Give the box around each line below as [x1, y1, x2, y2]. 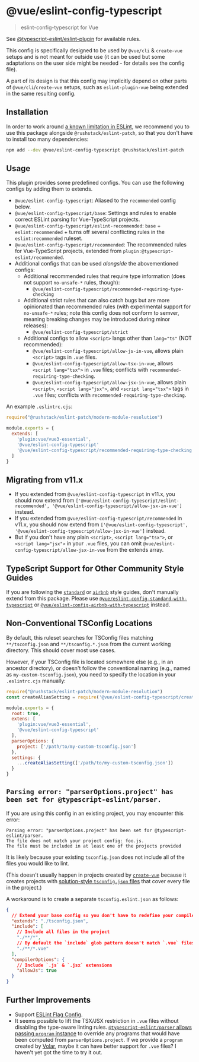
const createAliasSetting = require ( [6, 694, 99, 700]
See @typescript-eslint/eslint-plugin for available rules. [6, 35, 141, 42]
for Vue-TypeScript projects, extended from [14, 248, 122, 255]
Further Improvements [6, 995, 91, 1005]
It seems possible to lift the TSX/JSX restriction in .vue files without [14, 1017, 179, 1024]
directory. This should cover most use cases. [6, 646, 116, 654]
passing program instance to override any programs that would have [14, 1029, 180, 1037]
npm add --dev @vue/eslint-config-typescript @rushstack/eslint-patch [6, 147, 184, 153]
